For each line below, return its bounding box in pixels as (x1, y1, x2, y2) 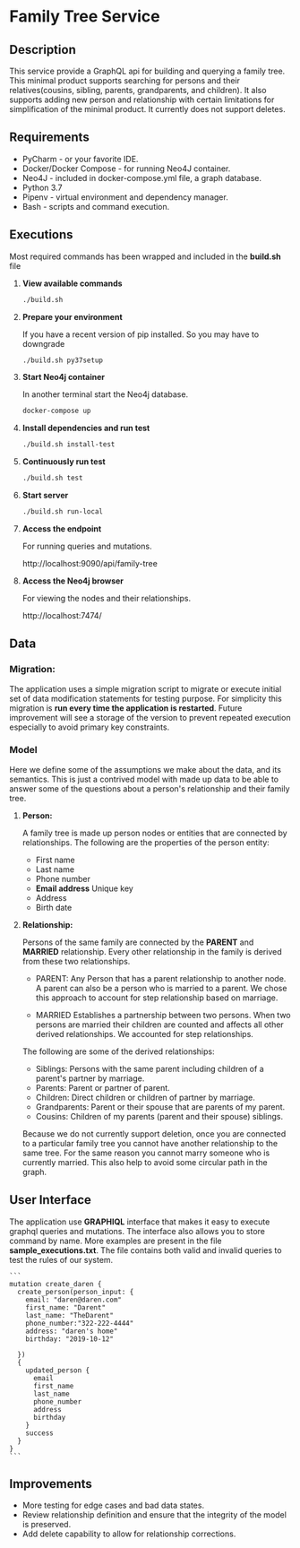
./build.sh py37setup (21, 356, 103, 365)
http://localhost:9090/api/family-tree (21, 558, 159, 568)
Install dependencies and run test (21, 423, 150, 434)
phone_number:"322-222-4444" (25, 1319, 134, 1327)
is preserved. (21, 1519, 72, 1530)
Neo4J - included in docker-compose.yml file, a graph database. (21, 172, 262, 183)
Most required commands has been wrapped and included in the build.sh (9, 251, 281, 262)
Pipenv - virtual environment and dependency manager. (21, 191, 228, 203)
